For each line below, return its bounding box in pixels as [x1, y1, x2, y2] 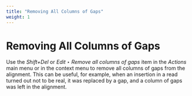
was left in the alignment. [6, 83, 67, 91]
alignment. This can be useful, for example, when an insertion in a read [6, 71, 178, 78]
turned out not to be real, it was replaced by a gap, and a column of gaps [6, 77, 183, 84]
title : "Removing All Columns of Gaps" [6, 8, 104, 15]
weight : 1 [6, 14, 31, 20]
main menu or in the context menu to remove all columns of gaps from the [6, 65, 186, 72]
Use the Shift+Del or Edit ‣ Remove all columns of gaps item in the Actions [6, 59, 187, 66]
